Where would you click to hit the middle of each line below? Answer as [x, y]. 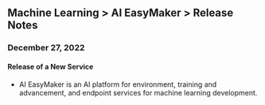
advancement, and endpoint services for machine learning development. [138, 92]
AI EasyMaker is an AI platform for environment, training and [118, 84]
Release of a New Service [51, 66]
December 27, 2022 [46, 48]
